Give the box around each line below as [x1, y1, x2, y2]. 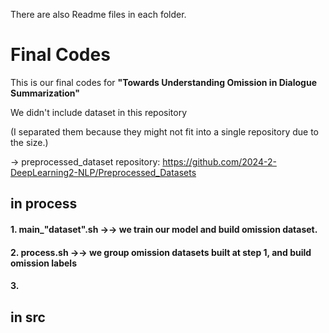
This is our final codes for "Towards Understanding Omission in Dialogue [10, 76, 317, 88]
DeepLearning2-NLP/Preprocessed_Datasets [10, 166, 197, 178]
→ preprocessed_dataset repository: [10, 155, 161, 168]
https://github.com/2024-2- [162, 155, 277, 168]
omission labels [10, 257, 77, 269]
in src [10, 309, 46, 326]
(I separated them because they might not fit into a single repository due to [10, 125, 319, 138]
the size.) [10, 136, 49, 148]
